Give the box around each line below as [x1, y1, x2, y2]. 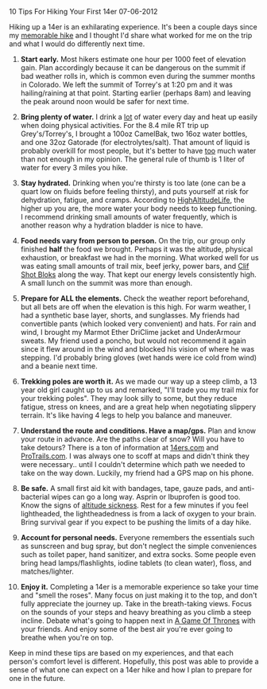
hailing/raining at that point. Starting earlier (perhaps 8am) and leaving [20, 88, 251, 98]
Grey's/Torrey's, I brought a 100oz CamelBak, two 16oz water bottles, [20, 129, 248, 138]
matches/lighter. [20, 566, 74, 576]
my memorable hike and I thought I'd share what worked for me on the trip [9, 31, 253, 40]
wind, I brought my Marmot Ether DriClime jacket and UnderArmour [20, 328, 242, 337]
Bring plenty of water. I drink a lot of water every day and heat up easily [20, 112, 257, 122]
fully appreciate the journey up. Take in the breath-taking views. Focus [20, 599, 253, 608]
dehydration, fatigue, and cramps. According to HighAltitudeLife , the [20, 195, 245, 204]
